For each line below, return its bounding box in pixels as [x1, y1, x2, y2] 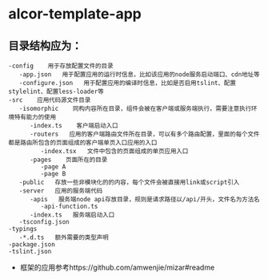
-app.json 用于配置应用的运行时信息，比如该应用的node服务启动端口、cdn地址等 [18, 71, 260, 79]
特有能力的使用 [14, 113, 57, 121]
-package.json [8, 241, 56, 249]
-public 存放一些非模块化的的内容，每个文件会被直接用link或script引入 [18, 178, 240, 186]
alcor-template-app [8, 5, 142, 23]
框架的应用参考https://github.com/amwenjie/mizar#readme [19, 262, 215, 272]
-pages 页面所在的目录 [29, 156, 108, 164]
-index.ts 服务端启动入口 [29, 211, 115, 219]
